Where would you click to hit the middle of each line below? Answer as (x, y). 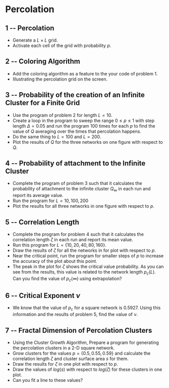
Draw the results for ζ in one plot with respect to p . (65, 364)
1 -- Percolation (30, 28)
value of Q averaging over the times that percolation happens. (77, 131)
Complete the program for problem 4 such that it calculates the (78, 235)
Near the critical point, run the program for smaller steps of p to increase (88, 256)
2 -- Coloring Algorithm (43, 62)
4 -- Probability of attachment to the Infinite (75, 163)
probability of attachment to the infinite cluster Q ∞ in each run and (81, 189)
